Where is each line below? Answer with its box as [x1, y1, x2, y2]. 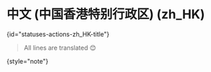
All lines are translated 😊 [23, 43, 97, 52]
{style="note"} [6, 57, 49, 65]
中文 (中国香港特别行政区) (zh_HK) [6, 6, 205, 22]
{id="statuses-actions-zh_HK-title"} [6, 29, 110, 38]
